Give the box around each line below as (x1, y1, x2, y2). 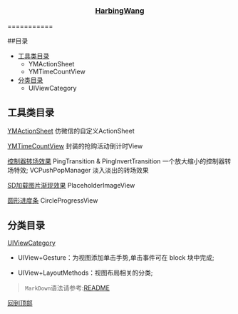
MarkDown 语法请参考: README (24, 283, 110, 292)
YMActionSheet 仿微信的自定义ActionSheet (7, 127, 135, 136)
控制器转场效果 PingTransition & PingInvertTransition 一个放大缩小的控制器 (7, 157, 225, 166)
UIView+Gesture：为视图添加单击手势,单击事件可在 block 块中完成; (17, 253, 214, 262)
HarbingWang (95, 6, 145, 16)
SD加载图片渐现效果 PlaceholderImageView (7, 181, 135, 190)
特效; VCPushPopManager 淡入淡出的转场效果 (13, 166, 149, 175)
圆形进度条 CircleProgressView (7, 196, 98, 205)
